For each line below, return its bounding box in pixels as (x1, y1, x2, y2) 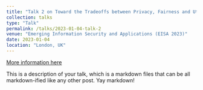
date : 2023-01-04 (6, 37, 50, 43)
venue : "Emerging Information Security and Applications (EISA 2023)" (6, 31, 188, 37)
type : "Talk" (6, 20, 39, 26)
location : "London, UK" (6, 43, 66, 49)
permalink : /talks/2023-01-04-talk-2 (6, 25, 101, 32)
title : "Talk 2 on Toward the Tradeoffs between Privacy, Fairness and (6, 8, 190, 15)
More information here (6, 58, 62, 66)
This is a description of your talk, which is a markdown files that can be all (6, 70, 190, 77)
